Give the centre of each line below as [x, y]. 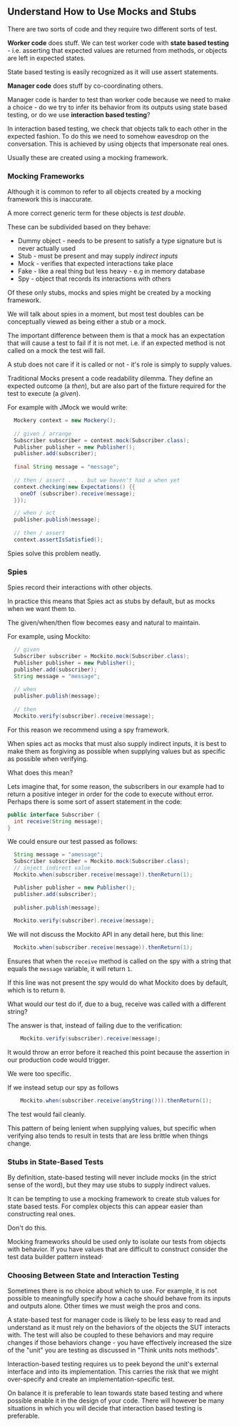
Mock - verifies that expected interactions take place [95, 264]
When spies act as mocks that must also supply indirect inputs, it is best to [117, 743]
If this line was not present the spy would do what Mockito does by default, [118, 983]
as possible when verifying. [48, 759]
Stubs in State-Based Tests [56, 1162]
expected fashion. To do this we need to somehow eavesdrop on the [108, 136]
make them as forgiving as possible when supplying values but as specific [117, 751]
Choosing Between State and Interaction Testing [93, 1275]
